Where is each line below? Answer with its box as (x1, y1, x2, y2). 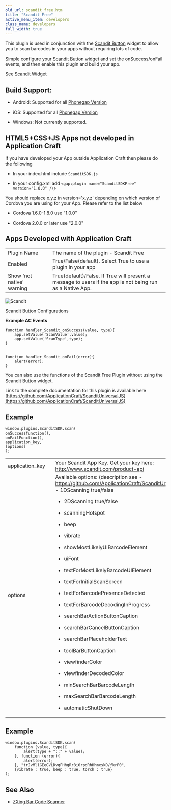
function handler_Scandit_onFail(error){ (5, 354, 95, 359)
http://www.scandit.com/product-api (55, 466, 144, 473)
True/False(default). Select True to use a (52, 257, 149, 264)
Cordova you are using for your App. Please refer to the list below (5, 200, 143, 206)
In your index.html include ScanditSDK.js (12, 170, 98, 176)
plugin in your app (52, 263, 96, 271)
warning (8, 285, 27, 292)
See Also (5, 785, 34, 794)
